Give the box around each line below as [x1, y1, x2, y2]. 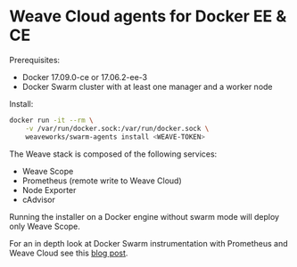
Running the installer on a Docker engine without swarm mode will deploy [9, 211, 279, 222]
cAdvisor [21, 194, 55, 205]
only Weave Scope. [9, 221, 80, 231]
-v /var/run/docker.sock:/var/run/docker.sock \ [25, 124, 210, 133]
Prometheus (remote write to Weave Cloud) [21, 175, 183, 186]
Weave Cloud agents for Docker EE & [9, 6, 287, 27]
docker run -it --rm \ [9, 116, 94, 125]
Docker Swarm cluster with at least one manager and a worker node [21, 81, 274, 92]
